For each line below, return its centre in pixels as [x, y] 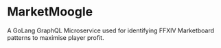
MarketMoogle [50, 12]
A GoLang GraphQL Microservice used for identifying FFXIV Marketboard [111, 30]
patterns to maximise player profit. [56, 37]
